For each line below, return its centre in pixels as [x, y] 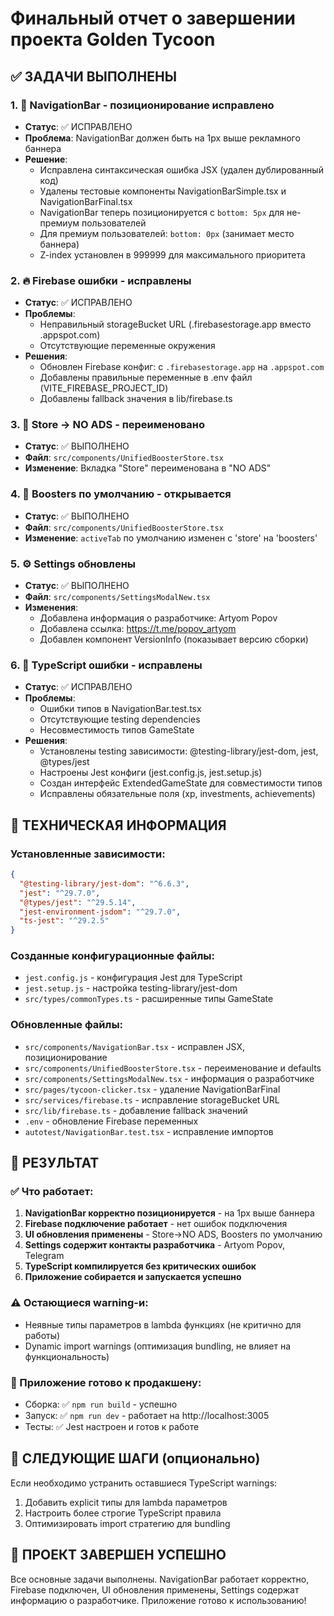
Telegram [44, 1256]
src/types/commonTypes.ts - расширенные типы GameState [149, 999]
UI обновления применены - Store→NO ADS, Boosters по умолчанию [173, 1234]
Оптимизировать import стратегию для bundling [127, 1523]
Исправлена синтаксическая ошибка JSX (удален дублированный [181, 169]
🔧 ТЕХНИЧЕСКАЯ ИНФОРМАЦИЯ [118, 825]
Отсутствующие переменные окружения [127, 346]
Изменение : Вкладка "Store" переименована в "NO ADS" [148, 468]
